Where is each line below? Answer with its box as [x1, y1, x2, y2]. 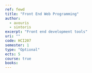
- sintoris [9, 25, 31, 30]
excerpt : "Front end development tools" [5, 29, 88, 34]
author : [5, 16, 21, 21]
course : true [5, 56, 31, 61]
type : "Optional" [5, 47, 40, 52]
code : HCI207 [5, 38, 31, 43]
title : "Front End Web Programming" [5, 12, 79, 16]
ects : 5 [5, 51, 21, 57]
